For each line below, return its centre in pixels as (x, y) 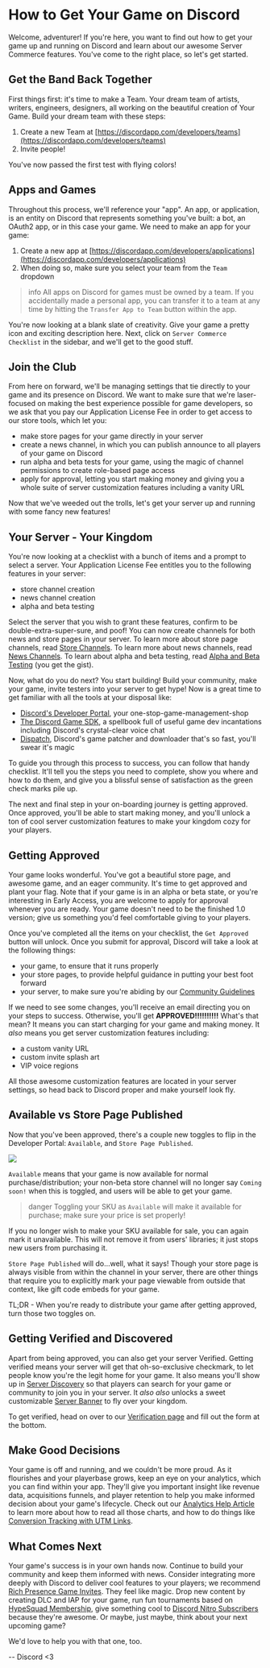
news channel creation (58, 598)
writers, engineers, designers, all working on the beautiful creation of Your (132, 107)
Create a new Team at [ (59, 131)
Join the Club (42, 367)
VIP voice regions (49, 1066)
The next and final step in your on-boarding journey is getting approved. (128, 804)
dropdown (37, 276)
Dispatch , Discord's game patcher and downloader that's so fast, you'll (138, 739)
